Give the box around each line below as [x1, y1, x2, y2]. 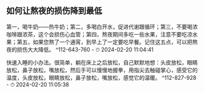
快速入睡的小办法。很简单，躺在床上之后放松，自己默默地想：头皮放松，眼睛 [6, 58, 198, 66]
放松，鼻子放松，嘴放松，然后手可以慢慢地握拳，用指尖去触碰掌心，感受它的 [6, 66, 198, 74]
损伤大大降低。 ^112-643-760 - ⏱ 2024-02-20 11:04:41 [16, 46, 154, 53]
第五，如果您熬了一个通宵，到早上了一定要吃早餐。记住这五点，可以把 [16, 38, 192, 46]
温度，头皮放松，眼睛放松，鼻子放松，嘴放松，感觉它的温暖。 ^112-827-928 [6, 74, 197, 81]
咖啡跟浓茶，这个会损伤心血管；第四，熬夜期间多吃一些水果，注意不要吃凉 [6, 30, 192, 38]
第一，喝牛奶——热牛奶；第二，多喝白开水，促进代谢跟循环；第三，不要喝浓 [6, 23, 198, 30]
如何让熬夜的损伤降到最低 [6, 5, 102, 16]
